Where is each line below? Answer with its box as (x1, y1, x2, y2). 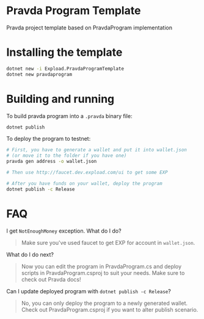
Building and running (6, 92, 115, 106)
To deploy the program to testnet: (6, 135, 91, 143)
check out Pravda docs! (21, 276, 81, 283)
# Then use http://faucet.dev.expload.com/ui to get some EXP (6, 170, 168, 176)
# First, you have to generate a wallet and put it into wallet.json (6, 147, 188, 153)
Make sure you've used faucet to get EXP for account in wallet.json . (21, 239, 195, 246)
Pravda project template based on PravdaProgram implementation (6, 24, 173, 31)
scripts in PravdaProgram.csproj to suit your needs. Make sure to (21, 269, 185, 276)
